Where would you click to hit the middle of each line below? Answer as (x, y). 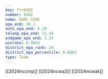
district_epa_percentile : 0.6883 (41, 52)
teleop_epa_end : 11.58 (29, 33)
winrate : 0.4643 (23, 43)
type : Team (17, 57)
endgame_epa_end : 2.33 (29, 38)
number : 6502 (19, 15)
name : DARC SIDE (23, 19)
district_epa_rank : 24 (29, 48)
